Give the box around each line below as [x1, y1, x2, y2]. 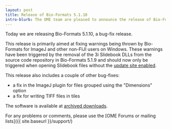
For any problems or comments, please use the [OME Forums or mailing [5, 113, 156, 119]
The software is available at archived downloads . [5, 103, 108, 109]
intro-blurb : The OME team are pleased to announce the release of [5, 17, 152, 22]
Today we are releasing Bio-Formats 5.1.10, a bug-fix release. [5, 31, 133, 37]
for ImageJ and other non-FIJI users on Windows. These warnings [23, 46, 163, 53]
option [12, 88, 26, 94]
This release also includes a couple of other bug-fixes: [5, 72, 120, 79]
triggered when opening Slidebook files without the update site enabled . [5, 62, 157, 69]
